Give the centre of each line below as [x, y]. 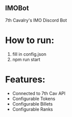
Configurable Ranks [33, 109]
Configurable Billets [33, 104]
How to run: [30, 40]
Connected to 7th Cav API [39, 93]
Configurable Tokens [34, 99]
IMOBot [17, 8]
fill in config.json [29, 54]
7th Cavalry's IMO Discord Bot [36, 20]
